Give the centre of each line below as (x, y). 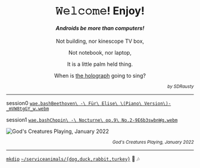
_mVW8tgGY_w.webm (28, 109)
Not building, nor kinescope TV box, (100, 41)
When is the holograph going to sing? (100, 76)
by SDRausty (181, 87)
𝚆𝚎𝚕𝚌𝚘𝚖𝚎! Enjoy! (100, 11)
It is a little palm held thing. (100, 64)
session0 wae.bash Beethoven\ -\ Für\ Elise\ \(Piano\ (74, 103)
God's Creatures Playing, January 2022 (153, 142)
